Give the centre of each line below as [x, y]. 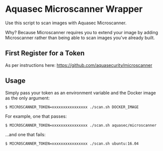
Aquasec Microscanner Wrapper [74, 9]
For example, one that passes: [36, 116]
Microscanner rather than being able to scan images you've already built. [80, 38]
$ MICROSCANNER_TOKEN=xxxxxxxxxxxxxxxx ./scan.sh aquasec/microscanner [81, 125]
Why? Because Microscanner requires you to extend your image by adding [81, 32]
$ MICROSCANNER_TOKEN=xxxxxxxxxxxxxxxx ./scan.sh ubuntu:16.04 [72, 144]
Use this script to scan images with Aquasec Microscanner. [66, 23]
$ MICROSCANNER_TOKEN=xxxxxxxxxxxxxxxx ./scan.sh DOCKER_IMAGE [72, 107]
